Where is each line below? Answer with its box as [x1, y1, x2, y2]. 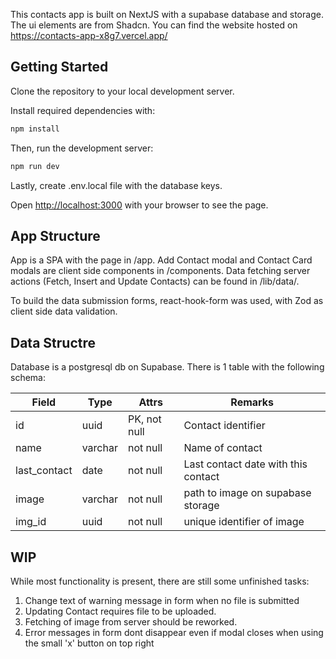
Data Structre [10, 334, 96, 351]
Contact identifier [183, 419, 266, 433]
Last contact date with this [183, 457, 308, 471]
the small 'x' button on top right [24, 637, 155, 649]
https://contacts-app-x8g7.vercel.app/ [10, 30, 168, 41]
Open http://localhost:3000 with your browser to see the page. [10, 199, 269, 211]
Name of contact [183, 441, 263, 455]
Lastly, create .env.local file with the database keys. [10, 179, 223, 191]
